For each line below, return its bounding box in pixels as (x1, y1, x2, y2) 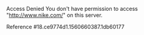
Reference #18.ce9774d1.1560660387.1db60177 (6, 24, 125, 30)
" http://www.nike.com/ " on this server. (6, 11, 103, 19)
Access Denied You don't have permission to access (6, 5, 138, 12)
